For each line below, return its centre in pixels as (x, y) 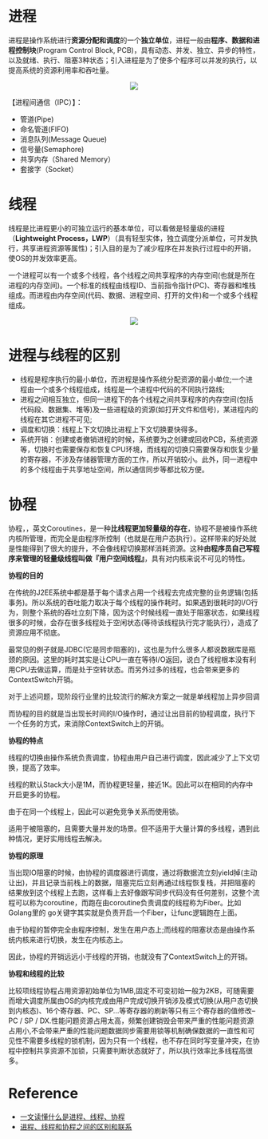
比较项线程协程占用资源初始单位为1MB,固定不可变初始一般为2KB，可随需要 (131, 990)
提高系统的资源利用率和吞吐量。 (61, 70)
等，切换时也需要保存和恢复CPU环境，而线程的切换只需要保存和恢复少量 (139, 449)
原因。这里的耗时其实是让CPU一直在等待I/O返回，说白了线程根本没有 (136, 659)
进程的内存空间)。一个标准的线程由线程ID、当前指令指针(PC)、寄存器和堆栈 (132, 285)
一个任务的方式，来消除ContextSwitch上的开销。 (89, 723)
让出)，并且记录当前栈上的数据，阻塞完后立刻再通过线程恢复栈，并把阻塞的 (132, 882)
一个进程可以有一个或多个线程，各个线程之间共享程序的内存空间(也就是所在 (132, 275)
